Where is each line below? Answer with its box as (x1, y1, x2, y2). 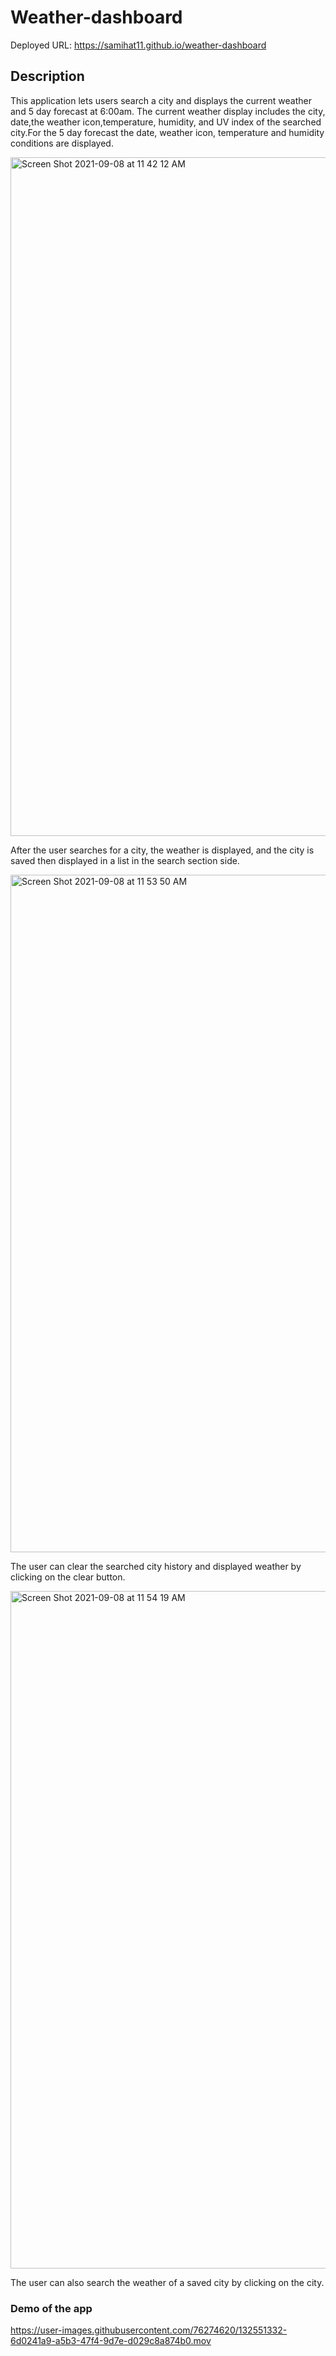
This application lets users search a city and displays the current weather (10, 94, 312, 106)
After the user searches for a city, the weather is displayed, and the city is (10, 844, 315, 856)
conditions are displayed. (10, 137, 114, 149)
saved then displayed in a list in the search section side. (10, 854, 240, 866)
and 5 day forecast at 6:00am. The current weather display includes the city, (10, 105, 326, 117)
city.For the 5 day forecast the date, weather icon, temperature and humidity (10, 126, 325, 138)
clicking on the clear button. (10, 1571, 126, 1583)
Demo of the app (10, 2301, 93, 2315)
